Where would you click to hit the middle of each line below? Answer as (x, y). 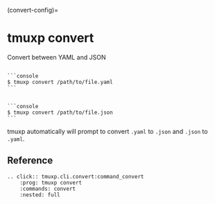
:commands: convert (48, 189)
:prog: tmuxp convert (51, 182)
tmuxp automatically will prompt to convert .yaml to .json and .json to (108, 131)
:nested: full (40, 195)
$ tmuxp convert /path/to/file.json (60, 112)
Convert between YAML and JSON (57, 57)
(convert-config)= (33, 10)
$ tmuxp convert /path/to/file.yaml (60, 82)
